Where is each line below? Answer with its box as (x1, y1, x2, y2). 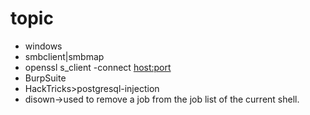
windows (24, 40, 63, 52)
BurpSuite (24, 72, 67, 84)
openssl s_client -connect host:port (24, 61, 172, 73)
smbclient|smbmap (24, 50, 105, 62)
